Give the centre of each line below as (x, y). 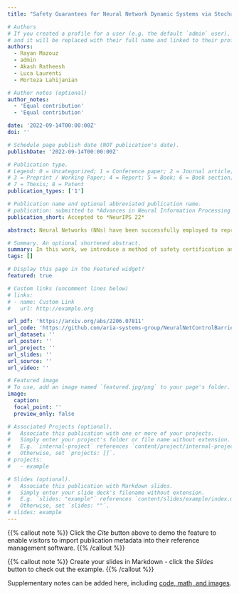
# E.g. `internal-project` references (68, 446)
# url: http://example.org (51, 308)
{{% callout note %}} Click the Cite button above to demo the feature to (112, 533)
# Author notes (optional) (47, 93)
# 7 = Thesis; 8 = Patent (46, 185)
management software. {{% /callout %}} (67, 548)
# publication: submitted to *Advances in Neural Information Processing (119, 210)
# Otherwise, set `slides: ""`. (59, 506)
